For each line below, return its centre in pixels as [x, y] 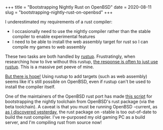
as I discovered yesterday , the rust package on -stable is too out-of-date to [81, 112]
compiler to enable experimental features [54, 37]
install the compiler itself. [30, 87]
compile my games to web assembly [49, 47]
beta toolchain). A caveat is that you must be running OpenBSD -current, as [81, 107]
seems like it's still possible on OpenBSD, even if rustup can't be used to [78, 81]
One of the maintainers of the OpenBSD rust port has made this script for [79, 96]
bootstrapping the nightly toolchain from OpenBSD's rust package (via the [80, 102]
